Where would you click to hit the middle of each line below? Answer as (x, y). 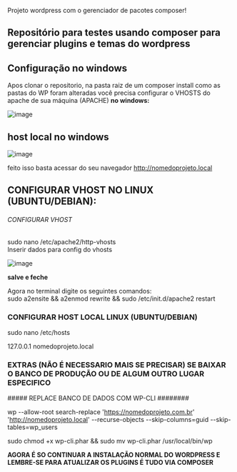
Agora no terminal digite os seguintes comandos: (80, 291)
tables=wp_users (33, 427)
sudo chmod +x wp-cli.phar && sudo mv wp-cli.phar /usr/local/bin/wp (110, 441)
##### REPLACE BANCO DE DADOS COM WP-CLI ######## (98, 398)
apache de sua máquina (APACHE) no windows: (79, 101)
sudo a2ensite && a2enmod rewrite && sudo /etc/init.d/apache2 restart (111, 298)
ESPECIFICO (29, 383)
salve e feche (28, 277)
